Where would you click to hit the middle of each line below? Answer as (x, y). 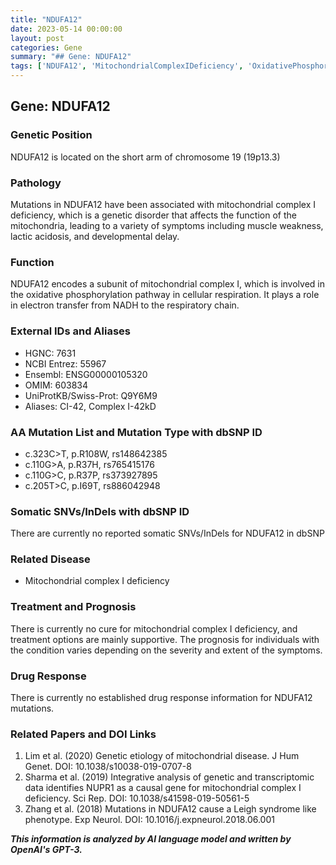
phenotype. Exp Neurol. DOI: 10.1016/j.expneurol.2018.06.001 (149, 820)
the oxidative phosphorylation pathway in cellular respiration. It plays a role (165, 295)
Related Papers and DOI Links (83, 734)
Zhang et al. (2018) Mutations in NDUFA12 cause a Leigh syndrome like (170, 809)
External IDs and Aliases (70, 331)
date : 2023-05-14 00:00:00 (66, 29)
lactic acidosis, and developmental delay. (95, 236)
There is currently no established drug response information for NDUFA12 (161, 698)
